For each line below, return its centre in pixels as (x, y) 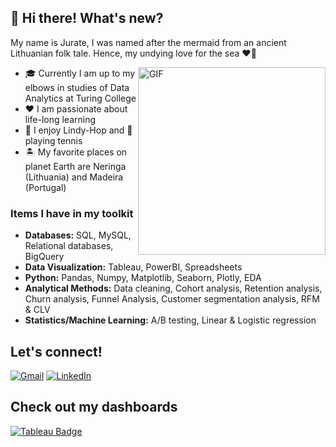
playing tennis (53, 140)
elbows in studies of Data (77, 87)
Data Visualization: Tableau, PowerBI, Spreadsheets (133, 267)
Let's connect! (56, 351)
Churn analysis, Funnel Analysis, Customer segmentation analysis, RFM (172, 299)
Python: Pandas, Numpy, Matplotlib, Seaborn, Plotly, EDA (143, 278)
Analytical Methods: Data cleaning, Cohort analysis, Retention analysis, (173, 288)
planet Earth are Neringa (75, 166)
